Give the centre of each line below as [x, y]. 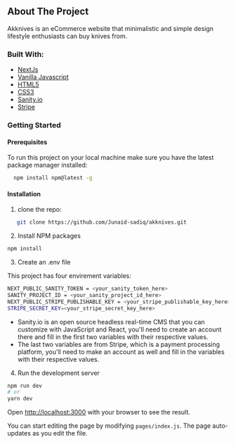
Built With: [26, 54]
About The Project [48, 12]
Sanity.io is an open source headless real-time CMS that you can [111, 322]
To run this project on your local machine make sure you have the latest [111, 158]
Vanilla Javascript [43, 77]
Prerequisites [27, 142]
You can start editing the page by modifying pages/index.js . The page [109, 426]
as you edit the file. [60, 433]
